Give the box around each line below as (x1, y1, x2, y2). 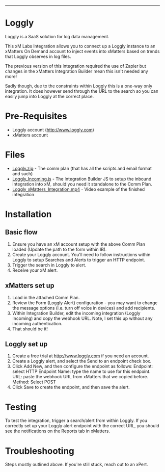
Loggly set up (5, 340, 48, 348)
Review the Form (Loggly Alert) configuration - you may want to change (12, 300, 158, 306)
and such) (12, 170, 33, 177)
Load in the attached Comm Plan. (12, 294, 80, 300)
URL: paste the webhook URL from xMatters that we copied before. (12, 374, 148, 380)
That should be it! (12, 326, 48, 332)
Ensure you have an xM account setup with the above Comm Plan (12, 241, 146, 247)
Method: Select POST (12, 379, 56, 385)
